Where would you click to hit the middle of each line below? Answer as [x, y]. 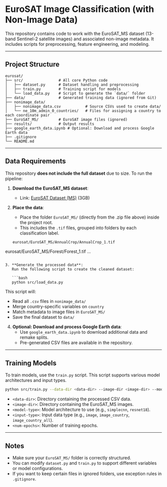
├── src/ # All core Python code [56, 80]
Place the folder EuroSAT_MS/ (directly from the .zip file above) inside [89, 217]
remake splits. [34, 338]
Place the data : [28, 207]
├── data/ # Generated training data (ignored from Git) [81, 98]
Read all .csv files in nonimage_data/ [49, 301]
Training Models [31, 363]
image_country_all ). [33, 420]
